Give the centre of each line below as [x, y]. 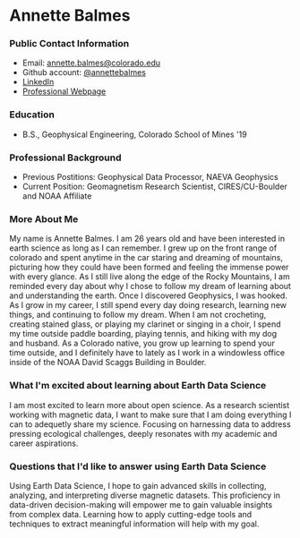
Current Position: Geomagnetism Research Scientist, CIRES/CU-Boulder [155, 187]
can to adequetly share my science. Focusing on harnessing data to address [150, 424]
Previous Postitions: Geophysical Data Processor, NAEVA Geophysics [150, 177]
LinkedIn [38, 82]
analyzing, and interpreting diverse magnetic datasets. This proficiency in [145, 495]
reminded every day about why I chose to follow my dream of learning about [150, 286]
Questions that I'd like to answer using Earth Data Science [138, 466]
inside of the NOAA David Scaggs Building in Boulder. [108, 363]
